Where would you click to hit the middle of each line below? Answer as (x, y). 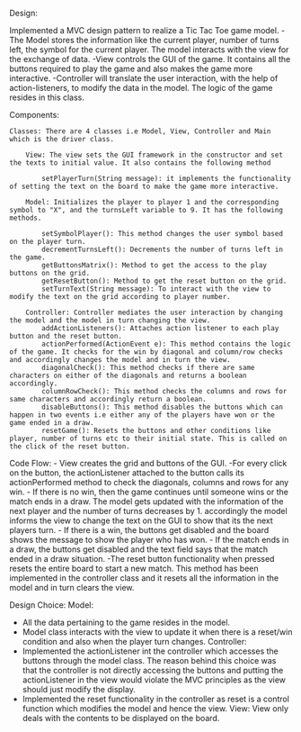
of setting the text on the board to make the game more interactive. (144, 186)
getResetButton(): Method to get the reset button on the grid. (164, 281)
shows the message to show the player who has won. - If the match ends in (149, 540)
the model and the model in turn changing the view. (110, 321)
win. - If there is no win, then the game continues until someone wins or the (149, 492)
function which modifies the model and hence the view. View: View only (155, 709)
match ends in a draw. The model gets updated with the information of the (146, 502)
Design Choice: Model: (52, 605)
